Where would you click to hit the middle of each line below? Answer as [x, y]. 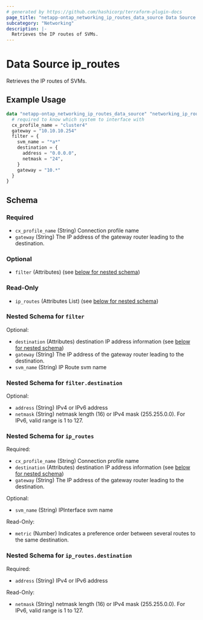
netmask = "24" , [43, 159]
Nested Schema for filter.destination [64, 383]
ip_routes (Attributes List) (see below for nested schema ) [87, 301]
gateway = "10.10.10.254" [44, 131]
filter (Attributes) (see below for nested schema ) [77, 272]
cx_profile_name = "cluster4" [50, 125]
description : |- [27, 29]
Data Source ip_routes [63, 64]
